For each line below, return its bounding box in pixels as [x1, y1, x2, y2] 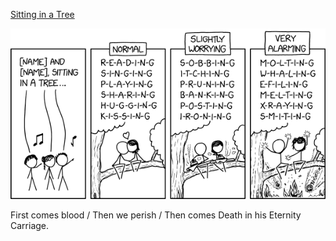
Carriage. [10, 219, 50, 231]
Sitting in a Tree [10, 9, 75, 20]
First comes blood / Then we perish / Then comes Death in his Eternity [10, 209, 302, 221]
